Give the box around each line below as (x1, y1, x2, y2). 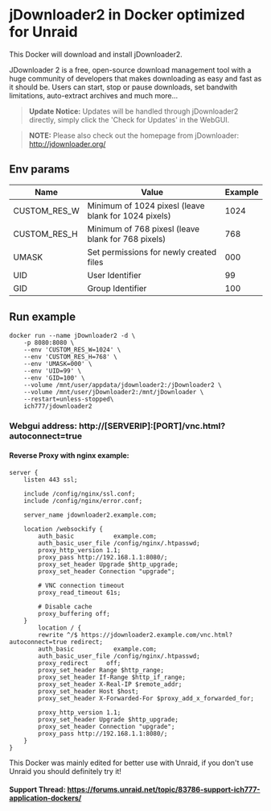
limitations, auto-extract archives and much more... (9, 90, 179, 100)
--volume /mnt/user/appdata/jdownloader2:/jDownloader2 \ (23, 381, 222, 389)
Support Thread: (9, 784, 67, 795)
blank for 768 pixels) (87, 233, 166, 244)
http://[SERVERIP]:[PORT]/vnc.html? (78, 421, 226, 432)
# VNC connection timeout (38, 581, 125, 589)
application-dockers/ (9, 793, 82, 803)
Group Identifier (87, 282, 147, 293)
